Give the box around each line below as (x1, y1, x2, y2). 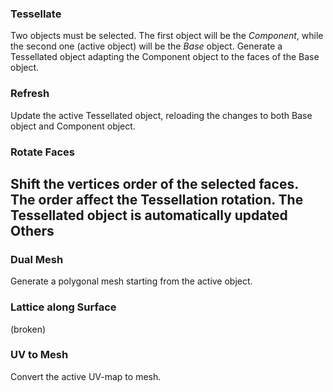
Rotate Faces (10, 145, 75, 159)
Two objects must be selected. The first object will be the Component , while (10, 30, 324, 42)
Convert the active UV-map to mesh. (10, 370, 162, 382)
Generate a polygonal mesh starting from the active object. (10, 275, 253, 287)
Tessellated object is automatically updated (10, 207, 288, 224)
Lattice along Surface (10, 300, 117, 314)
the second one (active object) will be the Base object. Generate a (10, 40, 283, 52)
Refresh (10, 87, 50, 101)
